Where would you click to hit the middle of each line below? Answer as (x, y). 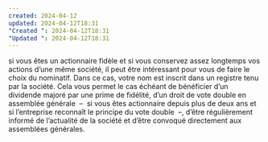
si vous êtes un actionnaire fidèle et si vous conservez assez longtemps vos (134, 61)
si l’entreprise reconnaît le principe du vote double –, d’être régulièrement (131, 112)
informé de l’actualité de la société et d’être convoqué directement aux (125, 120)
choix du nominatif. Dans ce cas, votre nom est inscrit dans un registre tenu (134, 78)
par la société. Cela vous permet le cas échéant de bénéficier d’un (118, 87)
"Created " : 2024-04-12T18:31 (59, 30)
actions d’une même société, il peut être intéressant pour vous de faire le (129, 70)
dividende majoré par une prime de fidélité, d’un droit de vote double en (128, 95)
